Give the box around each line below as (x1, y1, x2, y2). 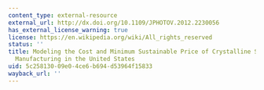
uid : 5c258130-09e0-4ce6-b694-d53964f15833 (8, 63, 153, 70)
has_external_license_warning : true (8, 26, 128, 34)
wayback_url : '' (8, 70, 61, 77)
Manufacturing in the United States (15, 56, 135, 63)
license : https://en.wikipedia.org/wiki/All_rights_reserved (8, 33, 213, 41)
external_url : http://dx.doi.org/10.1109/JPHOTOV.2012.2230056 (8, 19, 220, 27)
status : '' (8, 41, 44, 49)
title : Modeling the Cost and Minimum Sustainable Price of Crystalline (8, 48, 251, 56)
